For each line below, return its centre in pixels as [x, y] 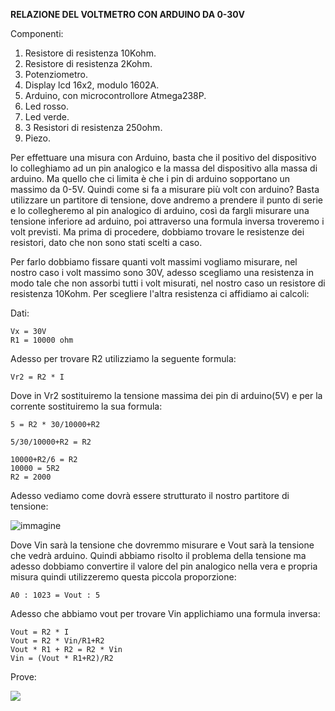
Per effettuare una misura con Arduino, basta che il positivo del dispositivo [163, 157]
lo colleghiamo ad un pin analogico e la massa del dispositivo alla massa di [164, 168]
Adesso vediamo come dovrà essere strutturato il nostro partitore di [150, 495]
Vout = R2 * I [40, 632]
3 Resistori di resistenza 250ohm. [93, 127]
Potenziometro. [56, 74]
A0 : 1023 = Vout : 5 [55, 595]
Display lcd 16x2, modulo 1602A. [92, 85]
